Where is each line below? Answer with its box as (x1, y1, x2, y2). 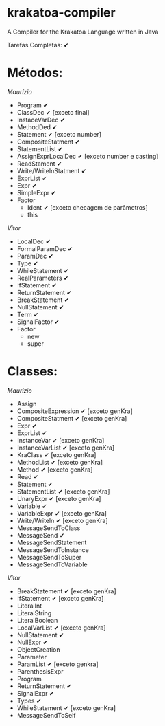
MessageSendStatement (16, 538, 87, 547)
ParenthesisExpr (16, 667, 64, 675)
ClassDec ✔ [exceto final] (16, 108, 90, 116)
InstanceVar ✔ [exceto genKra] (16, 436, 105, 444)
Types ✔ (16, 696, 42, 705)
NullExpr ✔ (16, 638, 48, 646)
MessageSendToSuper (16, 553, 82, 561)
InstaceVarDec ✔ (16, 115, 66, 124)
